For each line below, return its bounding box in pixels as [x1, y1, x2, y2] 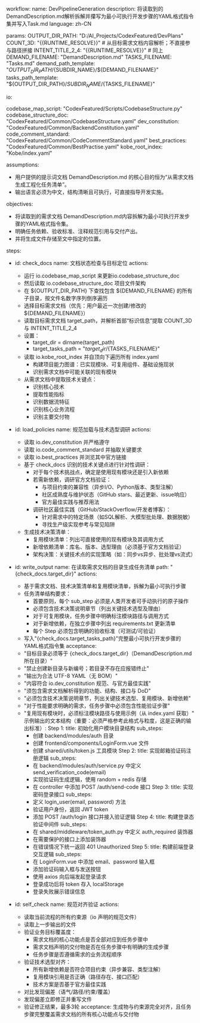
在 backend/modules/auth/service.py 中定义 [32, 762, 141, 769]
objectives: [6, 200, 33, 208]
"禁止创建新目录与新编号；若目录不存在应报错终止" [23, 665, 149, 672]
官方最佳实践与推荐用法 [41, 498, 100, 506]
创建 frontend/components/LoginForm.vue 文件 [32, 739, 149, 747]
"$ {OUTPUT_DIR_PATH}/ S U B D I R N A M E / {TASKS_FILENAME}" [6, 80, 155, 89]
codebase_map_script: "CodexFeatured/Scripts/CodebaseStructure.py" [6, 105, 183, 112]
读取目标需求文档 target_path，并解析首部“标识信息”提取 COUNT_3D [23, 316, 192, 324]
